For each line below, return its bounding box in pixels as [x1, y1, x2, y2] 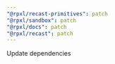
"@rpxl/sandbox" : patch [6, 17, 77, 24]
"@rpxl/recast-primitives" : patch [6, 10, 109, 18]
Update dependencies [6, 49, 71, 58]
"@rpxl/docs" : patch [6, 23, 68, 30]
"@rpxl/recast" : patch [6, 30, 73, 37]
